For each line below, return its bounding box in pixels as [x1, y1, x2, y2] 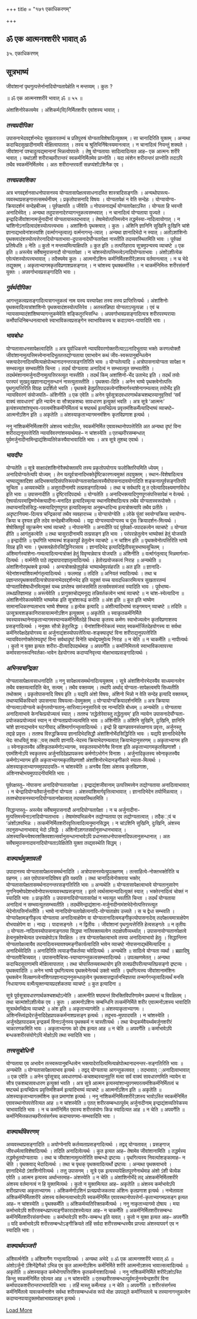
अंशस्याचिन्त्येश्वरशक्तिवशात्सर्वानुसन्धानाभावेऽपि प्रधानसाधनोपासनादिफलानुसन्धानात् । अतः [6, 833, 171, 840]
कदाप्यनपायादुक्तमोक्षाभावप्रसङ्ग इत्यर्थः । [6, 1294, 81, 1302]
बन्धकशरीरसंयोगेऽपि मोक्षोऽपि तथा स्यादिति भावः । [6, 1031, 96, 1039]
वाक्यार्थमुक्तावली [6, 854, 41, 863]
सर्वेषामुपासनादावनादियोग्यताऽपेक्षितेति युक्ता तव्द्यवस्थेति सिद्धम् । [6, 840, 122, 847]
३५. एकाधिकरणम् [6, 50, 39, 57]
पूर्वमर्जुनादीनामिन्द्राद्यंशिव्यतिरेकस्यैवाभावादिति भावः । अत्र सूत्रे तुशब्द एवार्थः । [6, 436, 144, 443]
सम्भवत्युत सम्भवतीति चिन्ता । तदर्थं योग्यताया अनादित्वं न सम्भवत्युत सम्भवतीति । [6, 364, 154, 372]
